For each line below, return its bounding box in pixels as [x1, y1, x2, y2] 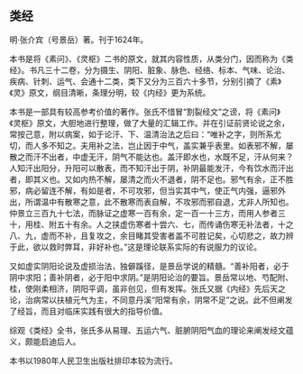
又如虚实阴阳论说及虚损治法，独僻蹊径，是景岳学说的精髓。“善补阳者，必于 [9, 260, 290, 271]
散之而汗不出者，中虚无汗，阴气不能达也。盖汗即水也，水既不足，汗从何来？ [9, 151, 294, 162]
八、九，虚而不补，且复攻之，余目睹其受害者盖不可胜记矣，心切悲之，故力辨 [9, 230, 294, 241]
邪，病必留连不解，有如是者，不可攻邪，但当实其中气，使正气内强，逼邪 [9, 185, 278, 196]
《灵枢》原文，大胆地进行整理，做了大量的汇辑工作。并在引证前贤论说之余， [9, 117, 290, 128]
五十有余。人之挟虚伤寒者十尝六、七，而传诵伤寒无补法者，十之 [56, 219, 294, 230]
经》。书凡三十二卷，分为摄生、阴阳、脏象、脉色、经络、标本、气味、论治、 [9, 64, 290, 75]
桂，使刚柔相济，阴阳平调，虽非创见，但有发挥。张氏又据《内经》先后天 [9, 283, 278, 294]
